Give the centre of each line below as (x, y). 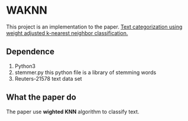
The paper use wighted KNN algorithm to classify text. (73, 112)
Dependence (30, 52)
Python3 (25, 66)
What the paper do (41, 98)
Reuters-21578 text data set (48, 78)
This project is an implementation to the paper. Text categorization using (94, 27)
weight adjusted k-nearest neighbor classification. (67, 33)
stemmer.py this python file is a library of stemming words (85, 72)
